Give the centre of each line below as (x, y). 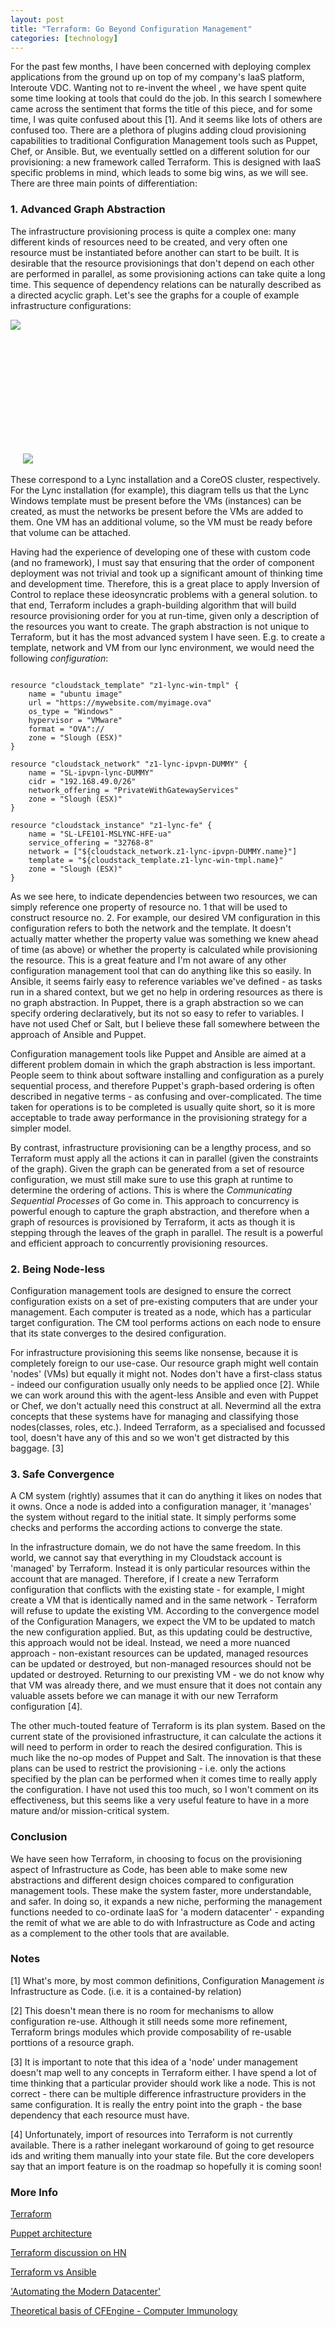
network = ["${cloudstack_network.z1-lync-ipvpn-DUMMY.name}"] (163, 851)
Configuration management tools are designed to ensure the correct (151, 1290)
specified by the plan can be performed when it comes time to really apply (163, 1779)
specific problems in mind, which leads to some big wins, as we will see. (159, 173)
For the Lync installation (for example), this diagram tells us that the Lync (160, 490)
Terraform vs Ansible (53, 2272)
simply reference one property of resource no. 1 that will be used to (149, 907)
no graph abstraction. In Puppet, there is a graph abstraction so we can (157, 1002)
